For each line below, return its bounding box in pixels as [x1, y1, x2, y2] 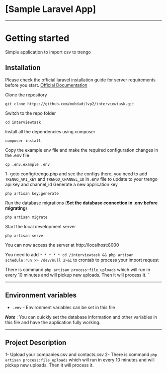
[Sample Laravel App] [5, 3, 96, 15]
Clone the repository [5, 91, 47, 98]
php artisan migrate [5, 215, 48, 220]
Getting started [5, 32, 70, 44]
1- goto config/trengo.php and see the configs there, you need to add [5, 171, 148, 177]
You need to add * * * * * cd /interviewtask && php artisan [5, 251, 134, 258]
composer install [5, 138, 41, 143]
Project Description [5, 338, 67, 347]
